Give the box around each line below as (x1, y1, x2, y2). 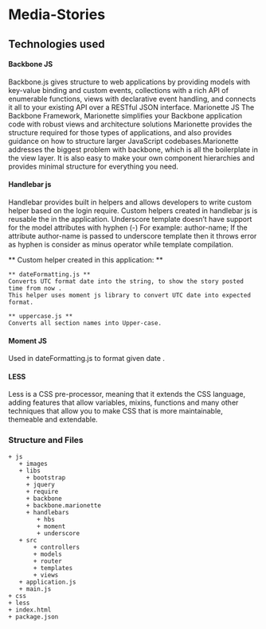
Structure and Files (8, 435, 84, 446)
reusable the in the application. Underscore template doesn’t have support (8, 214, 252, 223)
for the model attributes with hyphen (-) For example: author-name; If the (8, 223, 248, 232)
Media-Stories (8, 6, 106, 24)
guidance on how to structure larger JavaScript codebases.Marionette (8, 136, 239, 146)
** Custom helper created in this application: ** (8, 254, 163, 264)
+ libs (18, 467, 41, 475)
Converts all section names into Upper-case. (8, 319, 162, 327)
